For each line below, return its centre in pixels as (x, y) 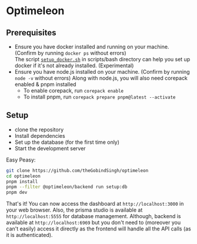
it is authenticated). (29, 235)
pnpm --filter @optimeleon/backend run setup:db (67, 187)
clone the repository (39, 129)
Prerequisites (31, 33)
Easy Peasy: (21, 160)
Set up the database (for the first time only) (67, 142)
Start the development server (50, 148)
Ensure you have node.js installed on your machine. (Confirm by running (102, 72)
